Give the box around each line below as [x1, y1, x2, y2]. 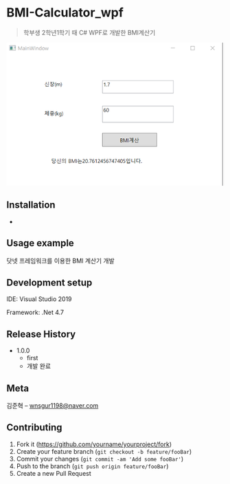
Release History [6, 328, 76, 340]
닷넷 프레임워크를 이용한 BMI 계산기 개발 [6, 256, 115, 265]
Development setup [6, 277, 93, 289]
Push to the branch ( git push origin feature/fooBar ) [16, 462, 169, 470]
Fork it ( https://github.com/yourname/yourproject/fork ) [16, 440, 172, 448]
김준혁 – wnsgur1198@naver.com [6, 401, 99, 410]
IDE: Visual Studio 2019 [6, 295, 73, 303]
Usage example [6, 237, 75, 249]
